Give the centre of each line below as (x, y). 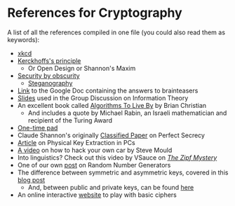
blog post (31, 179)
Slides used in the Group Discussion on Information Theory (103, 98)
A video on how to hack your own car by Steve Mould (95, 150)
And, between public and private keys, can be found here (111, 187)
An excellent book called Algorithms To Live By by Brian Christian (112, 105)
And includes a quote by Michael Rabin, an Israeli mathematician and (127, 113)
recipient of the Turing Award (70, 120)
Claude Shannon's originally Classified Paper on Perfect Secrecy (111, 135)
